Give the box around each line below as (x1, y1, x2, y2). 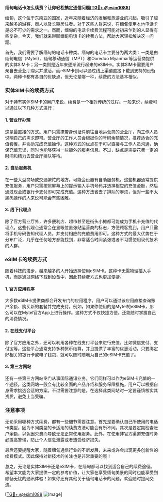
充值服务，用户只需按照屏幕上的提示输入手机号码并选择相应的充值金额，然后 (5, 183, 158, 188)
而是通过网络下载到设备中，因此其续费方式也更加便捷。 (13, 274, 124, 280)
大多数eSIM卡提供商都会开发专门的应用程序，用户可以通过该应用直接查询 (5, 298, 151, 303)
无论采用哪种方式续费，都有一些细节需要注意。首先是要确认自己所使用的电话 (5, 419, 158, 424)
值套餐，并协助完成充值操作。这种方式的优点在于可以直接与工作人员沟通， (5, 141, 154, 147)
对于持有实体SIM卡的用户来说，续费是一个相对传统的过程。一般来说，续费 (5, 99, 153, 105)
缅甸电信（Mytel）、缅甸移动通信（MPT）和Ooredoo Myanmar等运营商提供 (5, 56, 155, 61)
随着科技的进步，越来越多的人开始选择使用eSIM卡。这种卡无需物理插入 (5, 268, 147, 274)
